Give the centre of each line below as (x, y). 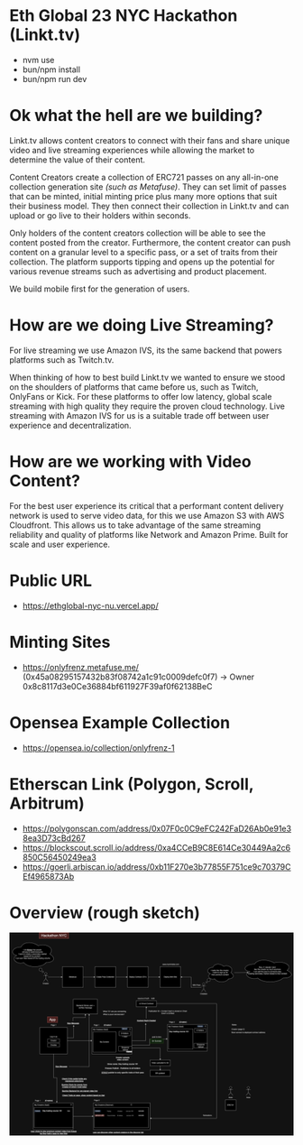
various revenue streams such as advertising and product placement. (138, 271)
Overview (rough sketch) (105, 913)
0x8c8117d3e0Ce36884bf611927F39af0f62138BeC (117, 686)
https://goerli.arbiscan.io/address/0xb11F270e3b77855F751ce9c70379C (156, 866)
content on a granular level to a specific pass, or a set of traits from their (143, 252)
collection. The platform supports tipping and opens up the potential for (142, 262)
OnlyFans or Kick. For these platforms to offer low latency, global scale (141, 396)
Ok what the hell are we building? (136, 116)
